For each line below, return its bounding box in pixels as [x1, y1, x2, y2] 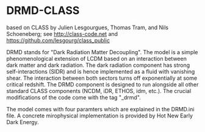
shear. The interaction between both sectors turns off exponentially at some [6, 74, 197, 82]
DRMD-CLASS [6, 4, 80, 18]
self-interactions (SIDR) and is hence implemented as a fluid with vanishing [6, 68, 195, 75]
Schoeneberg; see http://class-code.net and [6, 30, 118, 37]
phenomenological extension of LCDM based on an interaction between [6, 55, 187, 62]
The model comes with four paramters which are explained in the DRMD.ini [6, 105, 195, 113]
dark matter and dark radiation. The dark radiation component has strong [6, 61, 190, 69]
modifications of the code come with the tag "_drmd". [6, 94, 142, 101]
